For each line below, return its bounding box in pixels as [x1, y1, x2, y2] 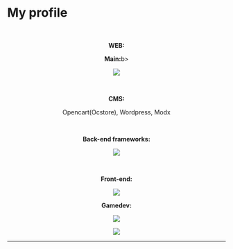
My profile [7, 5, 68, 21]
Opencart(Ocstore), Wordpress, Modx [62, 108, 171, 116]
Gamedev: [101, 201, 132, 209]
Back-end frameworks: [83, 135, 150, 143]
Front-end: [100, 175, 133, 183]
